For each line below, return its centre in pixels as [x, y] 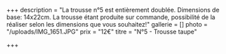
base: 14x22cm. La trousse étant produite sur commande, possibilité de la [111, 17]
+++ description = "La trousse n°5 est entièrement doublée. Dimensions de [113, 10]
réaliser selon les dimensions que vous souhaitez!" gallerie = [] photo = [107, 24]
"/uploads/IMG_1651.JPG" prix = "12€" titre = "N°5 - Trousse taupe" [102, 31]
